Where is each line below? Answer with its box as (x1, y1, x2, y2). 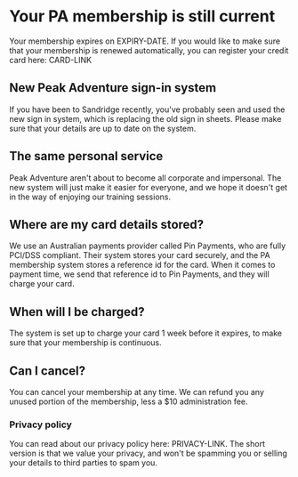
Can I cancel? (9, 363, 86, 378)
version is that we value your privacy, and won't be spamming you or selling (9, 448, 287, 459)
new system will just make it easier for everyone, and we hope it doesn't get (9, 182, 287, 192)
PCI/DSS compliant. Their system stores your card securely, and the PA (9, 250, 270, 261)
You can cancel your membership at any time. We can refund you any (9, 387, 265, 397)
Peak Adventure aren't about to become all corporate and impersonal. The (9, 172, 282, 183)
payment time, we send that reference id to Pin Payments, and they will (9, 269, 270, 279)
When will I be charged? (9, 304, 145, 319)
